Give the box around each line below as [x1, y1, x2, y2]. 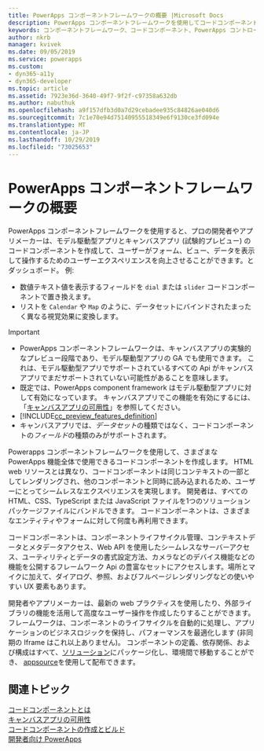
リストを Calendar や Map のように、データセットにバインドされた [19, 302, 232, 311]
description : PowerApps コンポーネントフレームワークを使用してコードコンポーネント [8, 19, 258, 27]
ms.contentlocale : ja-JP [8, 128, 90, 136]
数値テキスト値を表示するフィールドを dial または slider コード [19, 282, 228, 291]
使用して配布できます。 [64, 658, 140, 667]
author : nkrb [8, 33, 51, 42]
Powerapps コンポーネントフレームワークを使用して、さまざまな [8, 447, 218, 456]
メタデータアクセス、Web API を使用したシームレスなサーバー [28, 543, 230, 552]
